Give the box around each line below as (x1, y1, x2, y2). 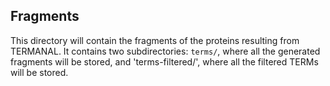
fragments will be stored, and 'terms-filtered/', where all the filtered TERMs (10, 55, 319, 68)
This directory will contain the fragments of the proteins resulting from (10, 34, 300, 46)
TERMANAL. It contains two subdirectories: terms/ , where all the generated (10, 45, 321, 57)
